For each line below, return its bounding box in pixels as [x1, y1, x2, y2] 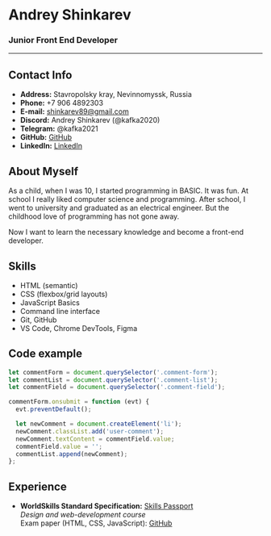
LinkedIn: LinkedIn [19, 141, 83, 151]
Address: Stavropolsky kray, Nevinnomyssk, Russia [19, 90, 192, 99]
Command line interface [19, 306, 101, 316]
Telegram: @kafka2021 [19, 124, 98, 134]
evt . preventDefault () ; [15, 405, 92, 413]
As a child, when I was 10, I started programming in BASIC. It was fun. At [8, 186, 248, 195]
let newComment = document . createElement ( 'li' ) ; [15, 420, 182, 429]
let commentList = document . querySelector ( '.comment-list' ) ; [8, 375, 219, 384]
